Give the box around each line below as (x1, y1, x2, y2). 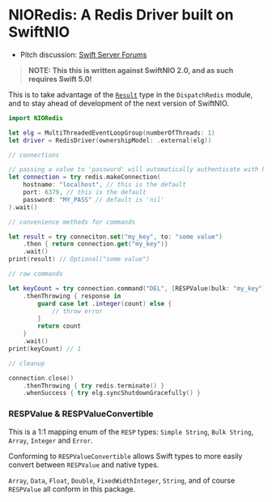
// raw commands (8, 270, 63, 278)
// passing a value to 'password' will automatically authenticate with (8, 165, 259, 174)
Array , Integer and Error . (8, 435, 93, 445)
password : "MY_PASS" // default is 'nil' (23, 195, 164, 204)
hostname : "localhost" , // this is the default (23, 181, 186, 189)
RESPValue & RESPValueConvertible (8, 408, 154, 419)
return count (37, 322, 82, 330)
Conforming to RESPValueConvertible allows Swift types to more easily (8, 451, 243, 461)
